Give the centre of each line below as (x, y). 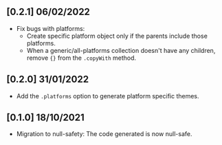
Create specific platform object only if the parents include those (117, 36)
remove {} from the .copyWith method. (81, 58)
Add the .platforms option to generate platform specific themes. (108, 96)
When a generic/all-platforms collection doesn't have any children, (121, 50)
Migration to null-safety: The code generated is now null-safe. (104, 134)
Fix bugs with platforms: (51, 28)
